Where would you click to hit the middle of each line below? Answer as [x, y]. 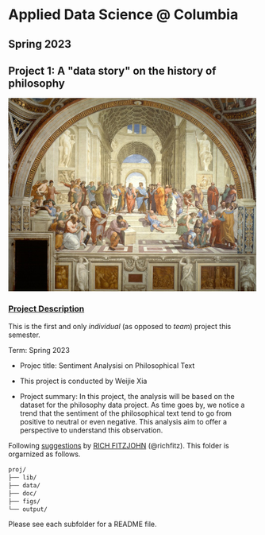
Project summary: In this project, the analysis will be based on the [127, 396]
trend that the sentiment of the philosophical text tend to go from [126, 413]
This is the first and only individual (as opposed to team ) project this [120, 326]
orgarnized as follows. [44, 454]
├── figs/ [25, 501]
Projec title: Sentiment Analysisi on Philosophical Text [107, 365]
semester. [25, 335]
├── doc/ [23, 493]
